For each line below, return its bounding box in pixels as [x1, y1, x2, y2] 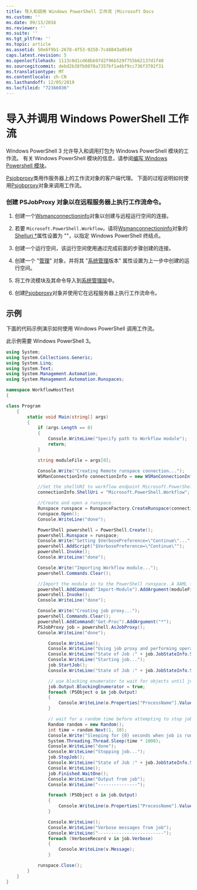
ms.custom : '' [6, 14, 41, 20]
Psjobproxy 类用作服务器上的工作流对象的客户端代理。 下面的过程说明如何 [6, 174, 184, 181]
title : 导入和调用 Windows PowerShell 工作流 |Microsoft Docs [6, 8, 154, 15]
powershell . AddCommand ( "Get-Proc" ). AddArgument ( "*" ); [37, 619, 172, 625]
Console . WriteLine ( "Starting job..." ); [47, 657, 145, 663]
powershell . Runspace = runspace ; [37, 532, 119, 538]
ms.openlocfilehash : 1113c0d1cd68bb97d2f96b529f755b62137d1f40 [6, 58, 164, 63]
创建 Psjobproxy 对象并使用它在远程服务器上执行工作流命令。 [14, 289, 160, 296]
